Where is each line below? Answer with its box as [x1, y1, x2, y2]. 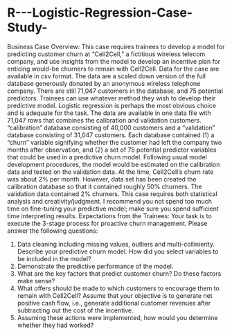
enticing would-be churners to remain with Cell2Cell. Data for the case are [7, 64, 220, 73]
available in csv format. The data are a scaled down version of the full [7, 71, 206, 80]
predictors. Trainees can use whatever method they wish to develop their [7, 94, 216, 102]
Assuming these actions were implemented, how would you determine [17, 313, 218, 321]
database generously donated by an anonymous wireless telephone [7, 79, 201, 87]
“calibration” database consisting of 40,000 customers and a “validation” [7, 123, 215, 132]
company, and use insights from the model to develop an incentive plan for [7, 57, 221, 65]
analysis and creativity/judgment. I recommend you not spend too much [7, 197, 213, 205]
